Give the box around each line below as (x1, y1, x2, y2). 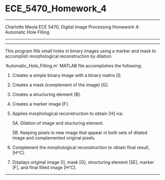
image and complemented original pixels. (12, 135, 96, 141)
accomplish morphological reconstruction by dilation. (5, 53, 113, 59)
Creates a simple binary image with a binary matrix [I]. (12, 72, 122, 78)
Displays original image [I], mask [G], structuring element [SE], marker (12, 159, 154, 165)
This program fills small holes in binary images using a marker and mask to (5, 48, 156, 54)
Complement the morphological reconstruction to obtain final (12, 144, 136, 150)
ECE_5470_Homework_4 (5, 3, 107, 14)
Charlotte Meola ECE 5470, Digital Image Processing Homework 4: (5, 24, 140, 30)
